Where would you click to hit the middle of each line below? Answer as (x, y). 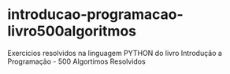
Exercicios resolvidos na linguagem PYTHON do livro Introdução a (115, 53)
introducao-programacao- (96, 15)
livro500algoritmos (72, 31)
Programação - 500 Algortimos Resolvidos (77, 61)
